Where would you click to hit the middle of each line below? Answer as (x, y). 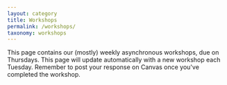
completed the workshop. (44, 75)
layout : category (32, 13)
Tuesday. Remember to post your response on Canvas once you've (103, 67)
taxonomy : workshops (37, 33)
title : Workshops (32, 20)
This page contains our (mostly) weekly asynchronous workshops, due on (113, 53)
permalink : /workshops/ (42, 26)
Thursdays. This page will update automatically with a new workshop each (114, 60)
